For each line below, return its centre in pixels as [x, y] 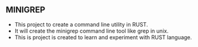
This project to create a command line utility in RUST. [81, 24]
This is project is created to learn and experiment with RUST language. [103, 37]
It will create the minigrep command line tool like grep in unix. [91, 31]
